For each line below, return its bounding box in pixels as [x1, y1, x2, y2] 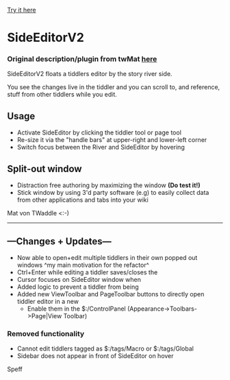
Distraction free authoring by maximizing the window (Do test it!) [16, 181, 201, 189]
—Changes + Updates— [7, 235, 112, 247]
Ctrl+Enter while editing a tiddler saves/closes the [16, 268, 158, 276]
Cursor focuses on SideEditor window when [16, 275, 142, 283]
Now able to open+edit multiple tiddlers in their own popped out [16, 253, 198, 261]
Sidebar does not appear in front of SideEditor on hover [16, 352, 174, 360]
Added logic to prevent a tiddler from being [16, 283, 139, 291]
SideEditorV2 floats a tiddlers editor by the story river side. [7, 70, 172, 78]
